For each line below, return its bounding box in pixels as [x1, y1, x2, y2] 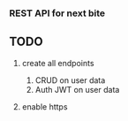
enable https [21, 101, 68, 112]
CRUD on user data [34, 74, 106, 86]
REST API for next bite [9, 7, 106, 19]
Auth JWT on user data [34, 84, 120, 95]
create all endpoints [21, 57, 94, 68]
